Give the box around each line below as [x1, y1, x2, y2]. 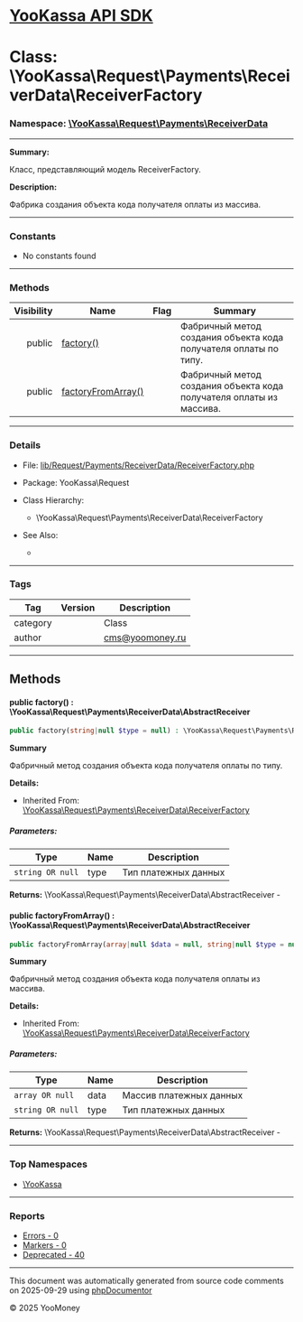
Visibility [14, 304, 53, 317]
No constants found [22, 250, 96, 261]
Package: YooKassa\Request [22, 477, 130, 488]
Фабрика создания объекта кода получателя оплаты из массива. [9, 199, 262, 209]
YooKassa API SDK [9, 5, 153, 26]
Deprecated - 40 [22, 1249, 86, 1260]
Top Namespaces [9, 1158, 88, 1170]
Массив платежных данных [122, 1089, 243, 1102]
